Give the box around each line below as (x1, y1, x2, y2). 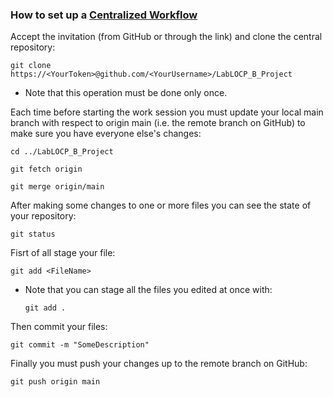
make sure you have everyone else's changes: (10, 128, 202, 140)
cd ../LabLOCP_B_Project (10, 147, 114, 157)
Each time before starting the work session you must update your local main (10, 106, 324, 118)
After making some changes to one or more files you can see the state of (10, 199, 312, 212)
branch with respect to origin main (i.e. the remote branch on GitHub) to (10, 117, 306, 129)
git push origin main (10, 377, 101, 387)
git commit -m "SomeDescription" (10, 340, 150, 350)
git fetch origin (10, 164, 83, 175)
